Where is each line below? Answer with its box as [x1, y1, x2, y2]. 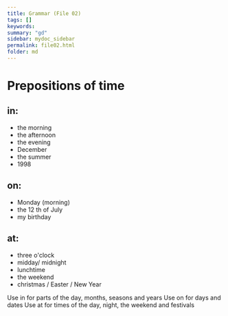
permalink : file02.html [7, 42, 76, 49]
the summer [16, 153, 52, 161]
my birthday [16, 212, 52, 221]
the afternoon [16, 131, 56, 139]
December [16, 145, 47, 153]
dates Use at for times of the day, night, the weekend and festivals [7, 300, 194, 309]
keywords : [7, 23, 36, 30]
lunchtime [16, 265, 46, 273]
